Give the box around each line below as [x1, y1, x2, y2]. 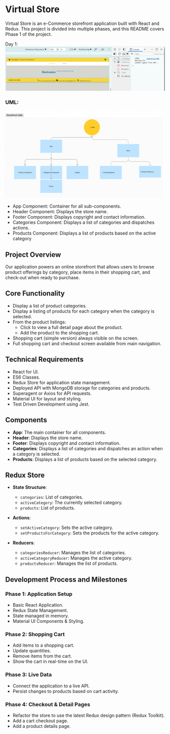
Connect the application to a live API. [12, 683, 90, 689]
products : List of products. [20, 505, 75, 511]
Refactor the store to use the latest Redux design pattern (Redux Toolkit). [12, 712, 165, 718]
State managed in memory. [12, 613, 69, 619]
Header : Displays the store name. [12, 435, 83, 441]
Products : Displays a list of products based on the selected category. [12, 456, 158, 462]
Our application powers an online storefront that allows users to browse [5, 264, 154, 270]
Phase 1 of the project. [5, 31, 52, 37]
